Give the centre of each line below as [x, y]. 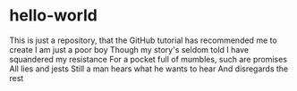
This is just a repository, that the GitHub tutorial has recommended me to [143, 40]
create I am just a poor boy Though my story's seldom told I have [129, 49]
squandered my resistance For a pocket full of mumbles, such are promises [148, 59]
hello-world [54, 16]
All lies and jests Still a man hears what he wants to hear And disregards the [149, 69]
